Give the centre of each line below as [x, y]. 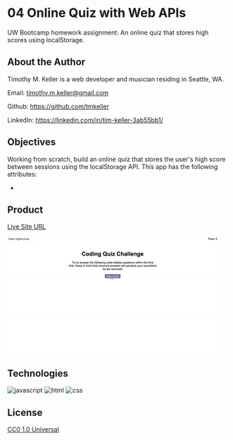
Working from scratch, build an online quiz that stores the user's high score [116, 159]
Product [25, 209]
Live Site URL [27, 227]
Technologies [38, 373]
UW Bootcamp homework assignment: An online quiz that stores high [108, 32]
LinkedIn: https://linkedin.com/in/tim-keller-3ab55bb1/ [85, 120]
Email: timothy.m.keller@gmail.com [58, 92]
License [25, 412]
